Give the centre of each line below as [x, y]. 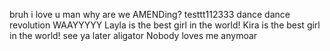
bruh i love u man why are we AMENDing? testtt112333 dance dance [150, 14]
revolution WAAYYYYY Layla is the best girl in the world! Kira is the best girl [165, 25]
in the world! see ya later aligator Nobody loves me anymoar [133, 35]
